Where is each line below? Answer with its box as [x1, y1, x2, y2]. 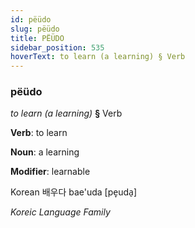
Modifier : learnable [10, 166, 91, 178]
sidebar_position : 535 [10, 42, 105, 53]
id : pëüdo [10, 14, 52, 25]
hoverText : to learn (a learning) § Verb [10, 52, 186, 62]
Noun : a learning [10, 146, 80, 158]
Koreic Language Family [10, 206, 111, 218]
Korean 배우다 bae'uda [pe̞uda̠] [10, 186, 137, 198]
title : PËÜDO [10, 33, 65, 43]
